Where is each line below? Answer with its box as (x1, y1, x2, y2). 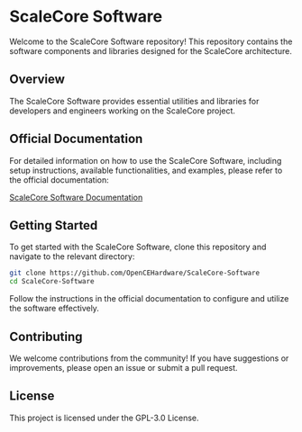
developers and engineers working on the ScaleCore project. (9, 105, 236, 116)
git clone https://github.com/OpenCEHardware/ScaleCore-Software (9, 268, 260, 278)
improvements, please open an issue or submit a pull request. (9, 362, 238, 373)
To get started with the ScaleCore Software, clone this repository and (9, 241, 267, 253)
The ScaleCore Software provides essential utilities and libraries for (9, 95, 260, 106)
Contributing (9, 328, 83, 344)
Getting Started (9, 218, 98, 233)
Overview (9, 72, 66, 87)
